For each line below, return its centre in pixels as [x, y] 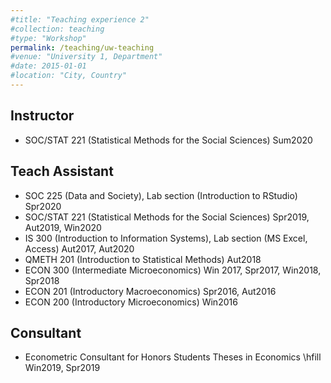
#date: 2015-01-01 [48, 66]
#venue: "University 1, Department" [86, 57]
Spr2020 [43, 206]
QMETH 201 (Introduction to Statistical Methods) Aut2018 [143, 259]
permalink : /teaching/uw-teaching [82, 47]
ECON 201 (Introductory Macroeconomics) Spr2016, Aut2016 [150, 291]
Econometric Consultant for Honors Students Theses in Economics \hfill [173, 357]
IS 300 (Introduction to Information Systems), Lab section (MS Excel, [166, 238]
